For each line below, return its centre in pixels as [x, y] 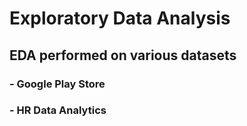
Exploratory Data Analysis [120, 18]
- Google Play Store [57, 84]
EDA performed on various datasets [123, 55]
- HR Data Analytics [58, 110]
